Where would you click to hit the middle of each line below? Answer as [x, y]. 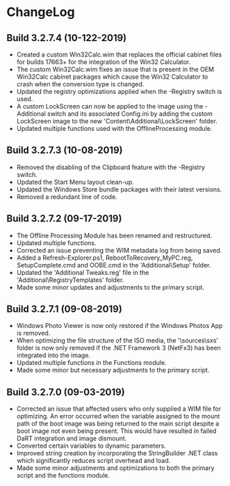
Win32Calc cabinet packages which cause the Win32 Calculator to [112, 77]
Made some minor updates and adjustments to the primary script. [110, 287]
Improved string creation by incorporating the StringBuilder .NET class [117, 453]
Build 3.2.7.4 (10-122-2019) [67, 38]
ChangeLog [41, 12]
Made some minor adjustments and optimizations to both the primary [115, 468]
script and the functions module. [63, 476]
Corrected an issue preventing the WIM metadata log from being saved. [119, 250]
